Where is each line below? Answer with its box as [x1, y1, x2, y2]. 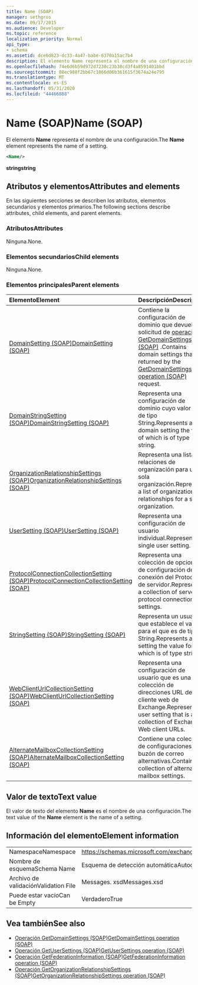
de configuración [138, 566, 186, 574]
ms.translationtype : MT [6, 74, 65, 80]
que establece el [138, 619, 184, 628]
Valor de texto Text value [6, 792, 97, 802]
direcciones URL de [138, 689, 193, 697]
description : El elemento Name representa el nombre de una [6, 58, 157, 64]
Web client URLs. [138, 725, 186, 733]
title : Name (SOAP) [6, 8, 54, 15]
